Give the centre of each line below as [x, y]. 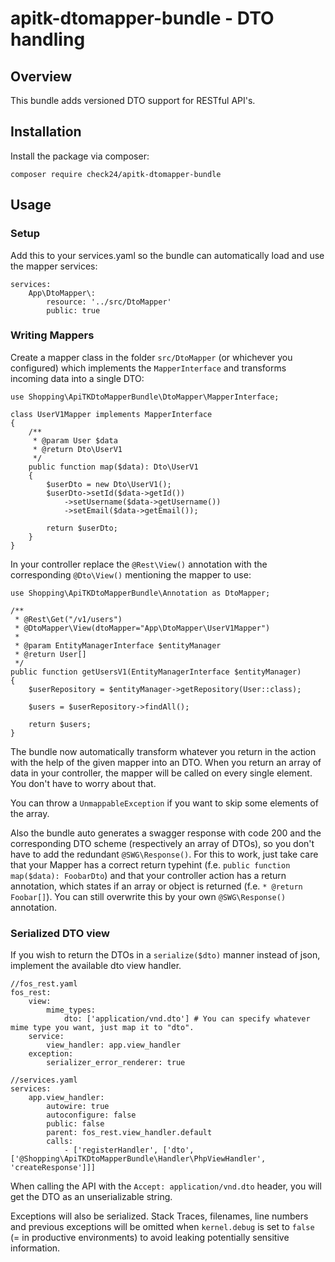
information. [35, 1248]
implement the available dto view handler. [96, 966]
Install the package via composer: [80, 156]
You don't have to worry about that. [83, 783]
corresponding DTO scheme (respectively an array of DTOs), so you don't [162, 843]
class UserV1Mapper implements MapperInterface [111, 414]
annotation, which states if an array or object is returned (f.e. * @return [156, 886]
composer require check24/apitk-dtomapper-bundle [116, 174]
